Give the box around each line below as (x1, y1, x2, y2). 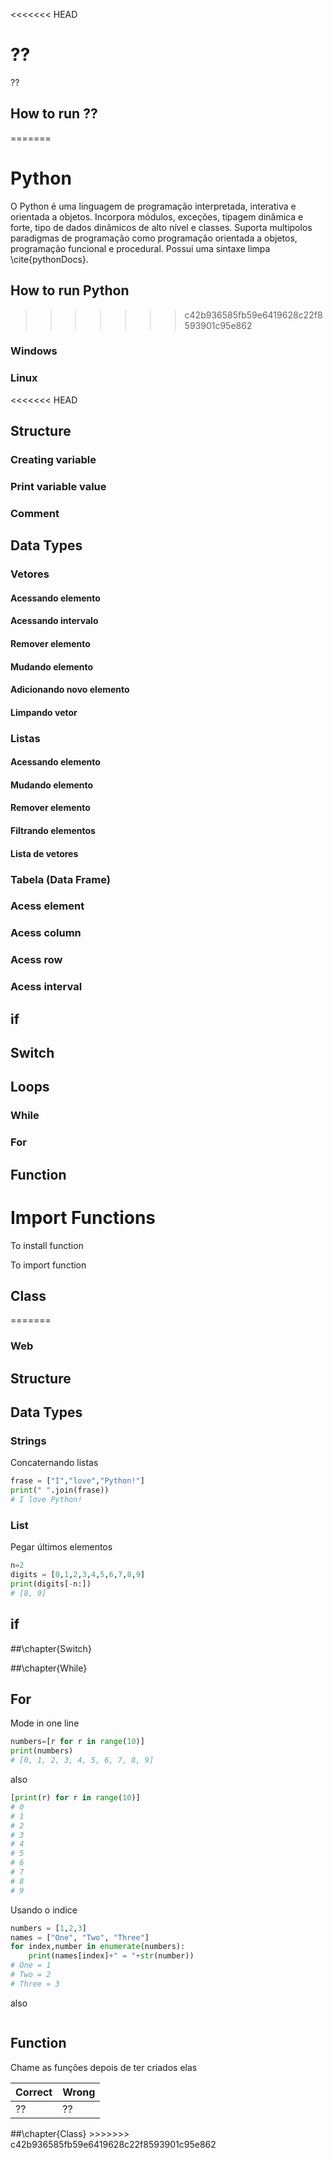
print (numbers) (10, 1746, 74, 1756)
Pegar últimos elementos (10, 1541, 113, 1553)
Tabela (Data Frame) (10, 872, 111, 886)
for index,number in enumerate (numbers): (10, 1942, 186, 1952)
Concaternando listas (10, 1457, 99, 1469)
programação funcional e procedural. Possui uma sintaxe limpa (10, 242, 271, 254)
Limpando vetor (10, 706, 78, 718)
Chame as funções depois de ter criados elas (10, 2061, 198, 2073)
